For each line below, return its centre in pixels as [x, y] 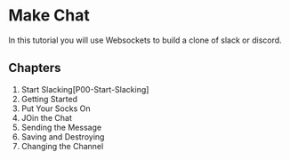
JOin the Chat [46, 117]
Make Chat [49, 16]
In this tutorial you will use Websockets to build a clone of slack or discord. [145, 40]
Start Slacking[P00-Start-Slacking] [85, 89]
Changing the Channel [62, 146]
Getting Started [49, 99]
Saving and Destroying [63, 136]
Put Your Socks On [56, 108]
